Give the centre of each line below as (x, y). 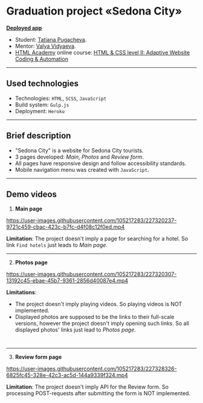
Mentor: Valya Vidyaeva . (45, 46)
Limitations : (21, 292)
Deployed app (24, 28)
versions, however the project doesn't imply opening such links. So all (102, 323)
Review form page (38, 357)
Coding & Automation (41, 59)
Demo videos (32, 194)
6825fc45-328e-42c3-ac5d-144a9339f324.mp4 (67, 375)
